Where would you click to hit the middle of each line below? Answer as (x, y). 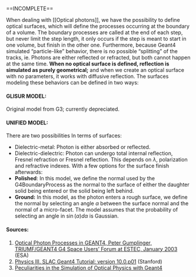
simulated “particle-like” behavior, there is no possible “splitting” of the (92, 51)
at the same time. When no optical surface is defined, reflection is (88, 64)
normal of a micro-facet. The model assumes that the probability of (96, 210)
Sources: (17, 230)
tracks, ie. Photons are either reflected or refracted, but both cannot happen (98, 57)
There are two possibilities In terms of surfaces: (64, 136)
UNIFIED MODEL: (27, 123)
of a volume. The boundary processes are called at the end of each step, (94, 32)
